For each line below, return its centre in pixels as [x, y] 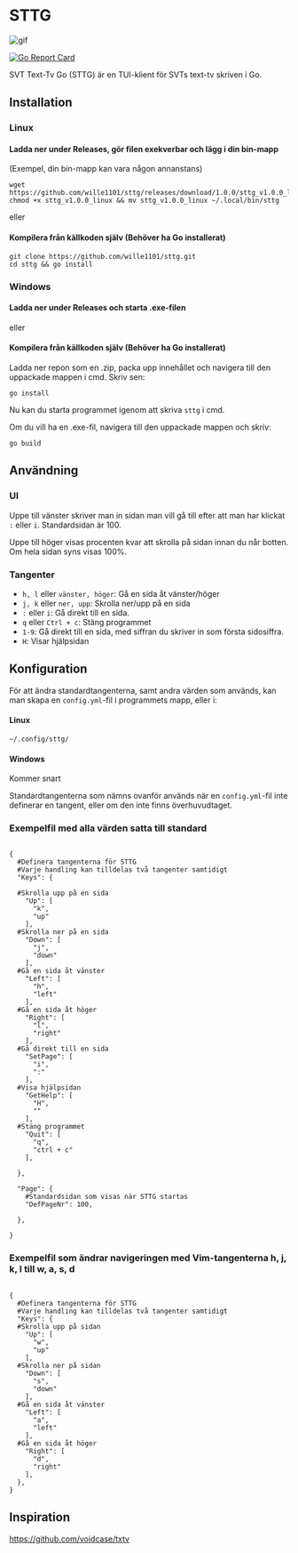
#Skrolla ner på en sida [63, 932]
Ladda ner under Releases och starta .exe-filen [98, 308]
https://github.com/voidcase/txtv [70, 1539]
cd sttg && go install [51, 264]
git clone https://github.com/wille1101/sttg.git [103, 256]
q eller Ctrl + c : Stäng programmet [86, 622]
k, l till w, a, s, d [42, 1269]
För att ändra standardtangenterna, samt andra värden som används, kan [143, 690]
